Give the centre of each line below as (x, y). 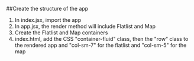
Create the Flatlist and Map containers (61, 33)
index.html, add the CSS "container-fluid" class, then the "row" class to (101, 39)
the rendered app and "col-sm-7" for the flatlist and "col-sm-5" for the (101, 45)
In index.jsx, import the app (48, 20)
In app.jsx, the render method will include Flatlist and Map (85, 26)
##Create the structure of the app (47, 9)
